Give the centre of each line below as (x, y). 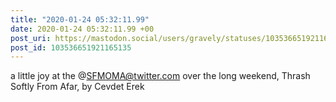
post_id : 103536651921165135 (71, 47)
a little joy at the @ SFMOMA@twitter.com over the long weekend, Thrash (160, 76)
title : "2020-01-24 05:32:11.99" (80, 19)
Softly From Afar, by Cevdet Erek (77, 87)
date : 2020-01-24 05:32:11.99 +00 (82, 29)
